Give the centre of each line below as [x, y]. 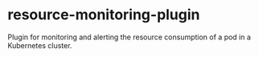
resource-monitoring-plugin [104, 15]
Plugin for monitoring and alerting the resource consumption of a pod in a [129, 37]
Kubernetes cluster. [40, 45]
